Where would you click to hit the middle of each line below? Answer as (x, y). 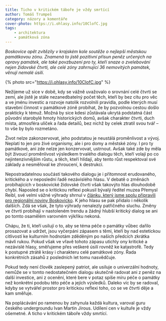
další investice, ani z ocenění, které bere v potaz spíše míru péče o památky (83, 277)
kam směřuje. (19, 293)
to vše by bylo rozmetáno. (32, 128)
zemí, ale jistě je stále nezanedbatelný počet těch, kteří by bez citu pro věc (81, 97)
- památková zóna (32, 38)
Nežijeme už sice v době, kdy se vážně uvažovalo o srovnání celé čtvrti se (81, 92)
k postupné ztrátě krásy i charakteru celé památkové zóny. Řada (71, 252)
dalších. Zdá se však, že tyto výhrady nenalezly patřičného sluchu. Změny (81, 206)
